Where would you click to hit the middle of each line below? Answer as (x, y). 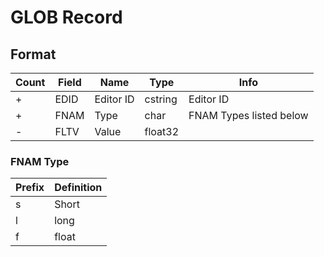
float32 (162, 131)
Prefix (30, 188)
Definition (78, 188)
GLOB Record (66, 17)
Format (33, 54)
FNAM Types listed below (248, 115)
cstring (161, 99)
